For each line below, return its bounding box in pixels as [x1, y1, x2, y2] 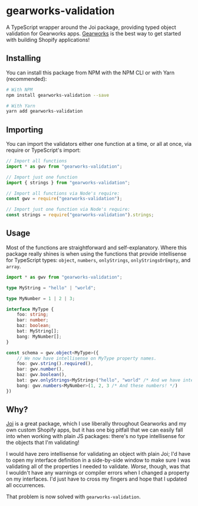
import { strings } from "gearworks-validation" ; [6, 179, 131, 185]
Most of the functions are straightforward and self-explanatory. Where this [6, 244, 187, 251]
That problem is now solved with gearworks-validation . [6, 493, 141, 500]
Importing [6, 125, 43, 135]
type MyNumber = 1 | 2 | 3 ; [6, 295, 75, 302]
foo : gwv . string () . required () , [16, 361, 94, 367]
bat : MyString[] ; [16, 328, 60, 334]
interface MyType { [6, 306, 54, 312]
